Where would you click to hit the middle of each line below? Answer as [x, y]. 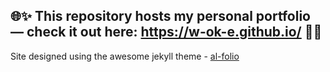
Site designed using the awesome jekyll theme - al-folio [125, 56]
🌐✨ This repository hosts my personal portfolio [160, 16]
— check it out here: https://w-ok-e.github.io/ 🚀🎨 [166, 32]
